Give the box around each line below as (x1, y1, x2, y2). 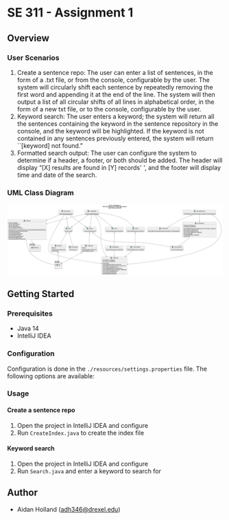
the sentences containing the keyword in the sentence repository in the (16, 119, 219, 128)
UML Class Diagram (7, 188, 74, 197)
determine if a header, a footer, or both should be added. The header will (16, 156, 223, 164)
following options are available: (7, 371, 95, 380)
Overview (7, 32, 50, 44)
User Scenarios (7, 53, 60, 63)
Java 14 (16, 325, 39, 333)
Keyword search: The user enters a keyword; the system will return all (16, 112, 215, 120)
